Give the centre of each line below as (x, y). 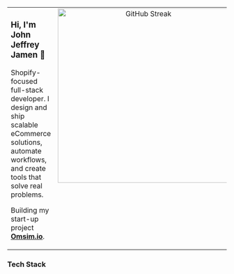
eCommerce (31, 133)
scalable (24, 125)
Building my (30, 210)
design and (29, 107)
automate (26, 151)
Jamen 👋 (28, 55)
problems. (27, 195)
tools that (26, 177)
